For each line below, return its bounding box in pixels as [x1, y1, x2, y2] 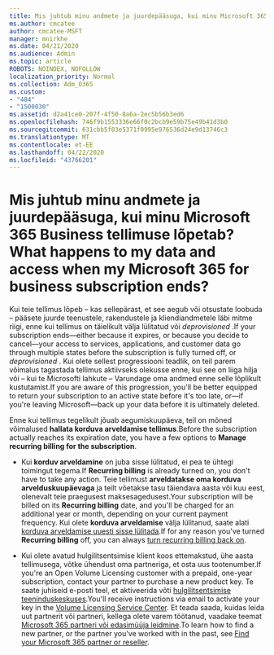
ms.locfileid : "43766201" [9, 156, 97, 164]
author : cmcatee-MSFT [9, 27, 83, 35]
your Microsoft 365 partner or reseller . [20, 637, 150, 648]
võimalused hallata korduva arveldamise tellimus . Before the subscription [9, 424, 258, 434]
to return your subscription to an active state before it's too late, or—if [9, 391, 244, 401]
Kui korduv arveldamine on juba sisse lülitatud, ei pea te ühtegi [20, 457, 234, 467]
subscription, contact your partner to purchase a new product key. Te [20, 577, 254, 587]
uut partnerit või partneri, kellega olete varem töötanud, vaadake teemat [20, 612, 263, 622]
